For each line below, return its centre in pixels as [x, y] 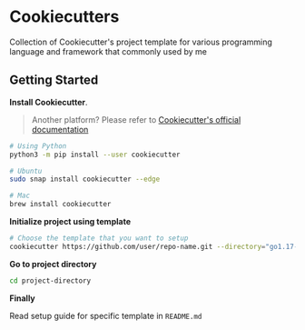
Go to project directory [53, 264]
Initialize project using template [70, 221]
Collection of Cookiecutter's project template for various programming [141, 42]
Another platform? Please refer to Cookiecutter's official [136, 119]
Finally [23, 298]
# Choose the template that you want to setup [99, 238]
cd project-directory [50, 280]
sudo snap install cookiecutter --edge [85, 179]
